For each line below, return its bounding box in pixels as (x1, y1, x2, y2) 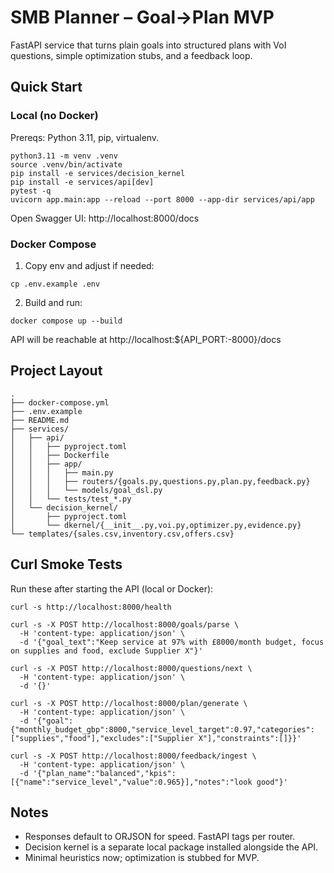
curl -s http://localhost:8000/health (10, 602, 172, 612)
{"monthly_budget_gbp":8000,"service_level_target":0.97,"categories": (10, 724, 315, 735)
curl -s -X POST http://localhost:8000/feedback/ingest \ (10, 751, 257, 761)
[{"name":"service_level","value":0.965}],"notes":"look (10, 777, 253, 787)
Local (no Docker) (10, 109, 99, 123)
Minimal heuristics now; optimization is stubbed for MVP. (24, 852, 260, 864)
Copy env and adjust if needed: (24, 259, 155, 271)
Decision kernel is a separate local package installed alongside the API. (24, 841, 319, 853)
